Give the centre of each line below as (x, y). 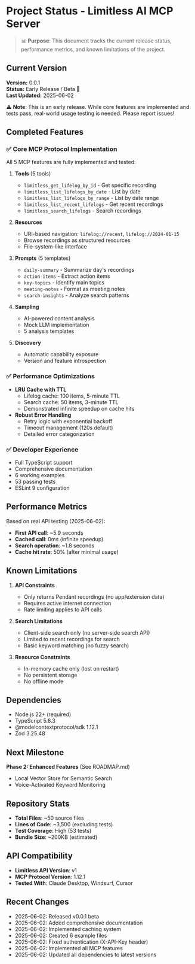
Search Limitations (38, 621)
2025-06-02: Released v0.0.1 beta (57, 916)
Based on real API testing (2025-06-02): (56, 521)
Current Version (37, 68)
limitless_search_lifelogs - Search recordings (83, 211)
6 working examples (40, 475)
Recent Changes (38, 902)
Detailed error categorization (59, 434)
